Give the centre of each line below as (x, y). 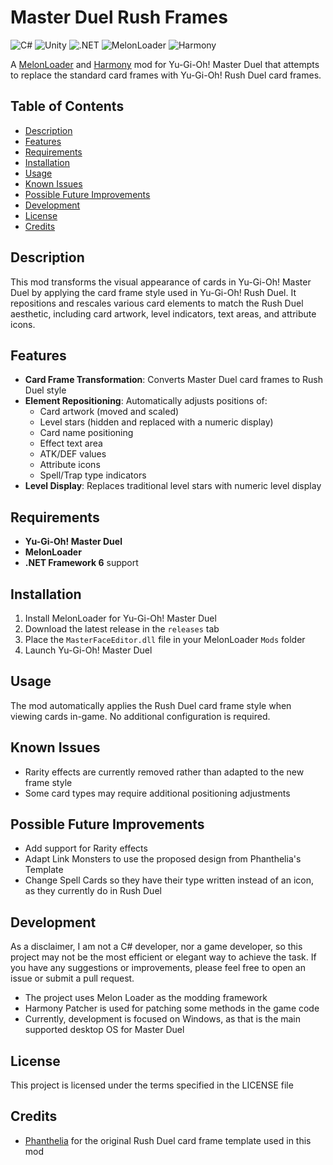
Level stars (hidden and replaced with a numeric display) (156, 422)
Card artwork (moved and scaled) (109, 412)
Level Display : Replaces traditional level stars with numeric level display (173, 486)
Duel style (45, 390)
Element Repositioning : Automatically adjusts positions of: (146, 401)
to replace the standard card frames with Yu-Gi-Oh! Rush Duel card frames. (166, 75)
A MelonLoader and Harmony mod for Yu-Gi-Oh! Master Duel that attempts (165, 64)
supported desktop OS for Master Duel (104, 1030)
